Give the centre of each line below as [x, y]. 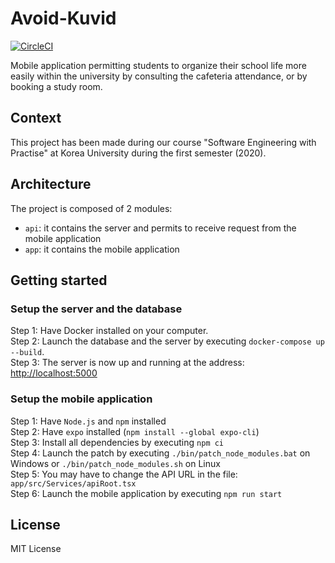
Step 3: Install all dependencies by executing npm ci [117, 442]
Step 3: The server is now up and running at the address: [127, 363]
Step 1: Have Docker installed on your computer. [109, 331]
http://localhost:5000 [54, 373]
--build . [27, 352]
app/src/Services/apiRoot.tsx [73, 483]
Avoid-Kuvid [63, 18]
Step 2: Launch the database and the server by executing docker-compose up [167, 341]
